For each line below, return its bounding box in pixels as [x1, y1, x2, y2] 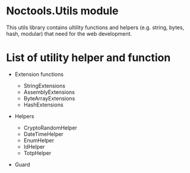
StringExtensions [23, 82, 65, 89]
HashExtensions [23, 101, 64, 108]
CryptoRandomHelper [23, 124, 77, 131]
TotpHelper [23, 149, 52, 156]
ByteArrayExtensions [23, 95, 75, 102]
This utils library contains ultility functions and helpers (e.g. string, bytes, [6, 24, 185, 31]
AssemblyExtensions [23, 88, 75, 96]
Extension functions [14, 70, 64, 78]
